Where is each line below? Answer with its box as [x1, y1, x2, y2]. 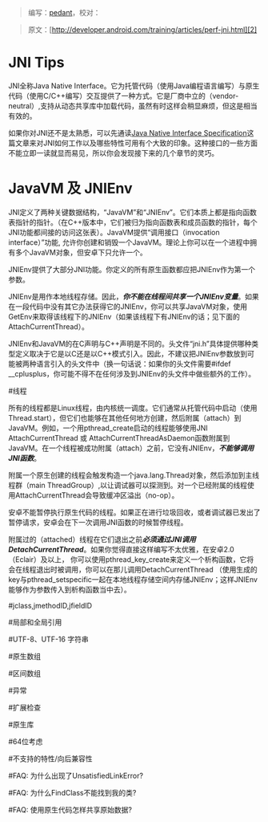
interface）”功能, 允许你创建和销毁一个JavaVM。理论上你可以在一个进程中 [8, 237, 250, 247]
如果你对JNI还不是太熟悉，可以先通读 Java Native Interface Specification [8, 128, 247, 137]
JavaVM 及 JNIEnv [8, 180, 134, 197]
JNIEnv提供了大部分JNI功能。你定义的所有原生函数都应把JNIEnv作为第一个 [8, 264, 256, 274]
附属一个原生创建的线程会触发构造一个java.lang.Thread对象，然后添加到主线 [8, 470, 260, 480]
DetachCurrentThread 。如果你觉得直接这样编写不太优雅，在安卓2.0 [8, 544, 234, 554]
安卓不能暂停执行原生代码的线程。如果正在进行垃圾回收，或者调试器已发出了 [8, 507, 261, 517]
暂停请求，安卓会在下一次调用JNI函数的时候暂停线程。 [8, 517, 188, 527]
